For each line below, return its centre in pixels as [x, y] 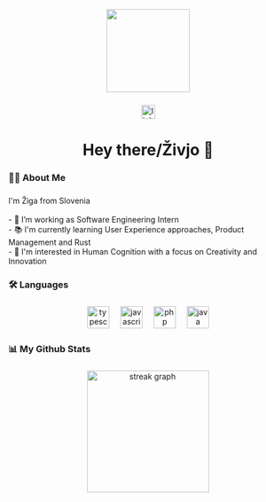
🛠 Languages [39, 285]
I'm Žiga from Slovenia [49, 200]
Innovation [27, 261]
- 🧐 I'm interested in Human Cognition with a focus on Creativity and [133, 251]
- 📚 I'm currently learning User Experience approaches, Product [126, 229]
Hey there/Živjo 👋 [148, 150]
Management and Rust [50, 242]
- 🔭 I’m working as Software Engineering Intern [94, 219]
